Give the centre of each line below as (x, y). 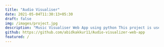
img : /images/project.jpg (31, 23)
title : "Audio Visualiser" (32, 10)
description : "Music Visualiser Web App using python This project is (78, 28)
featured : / (17, 37)
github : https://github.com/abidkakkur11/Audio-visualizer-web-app (75, 32)
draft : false (18, 19)
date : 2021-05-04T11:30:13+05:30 (39, 14)
